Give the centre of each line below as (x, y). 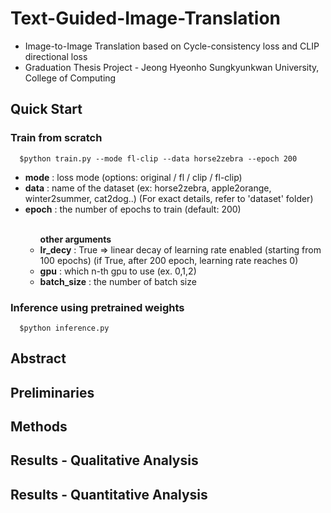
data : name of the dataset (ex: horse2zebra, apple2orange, (148, 188)
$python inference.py (64, 328)
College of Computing (70, 78)
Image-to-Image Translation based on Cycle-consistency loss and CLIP (172, 46)
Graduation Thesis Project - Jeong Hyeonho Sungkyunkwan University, (172, 67)
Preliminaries (52, 392)
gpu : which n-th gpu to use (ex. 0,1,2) (118, 271)
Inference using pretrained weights (97, 307)
